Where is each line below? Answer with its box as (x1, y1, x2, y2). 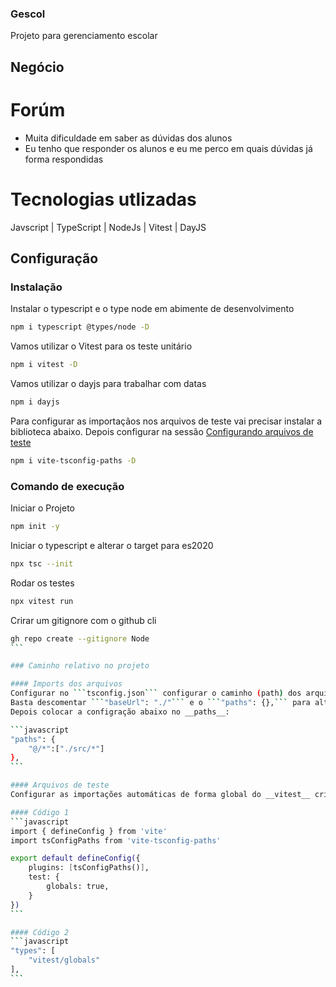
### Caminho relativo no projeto (10, 661, 150, 671)
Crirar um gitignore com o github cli (10, 614, 157, 626)
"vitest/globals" (28, 955, 101, 966)
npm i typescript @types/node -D (10, 322, 150, 332)
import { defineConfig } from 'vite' (10, 826, 168, 836)
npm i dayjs (10, 397, 60, 407)
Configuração (10, 250, 99, 267)
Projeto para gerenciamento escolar (10, 30, 158, 42)
